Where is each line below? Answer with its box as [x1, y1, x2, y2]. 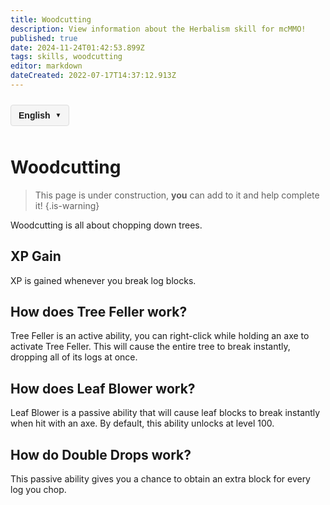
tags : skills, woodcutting [10, 52, 123, 62]
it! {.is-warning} [34, 199, 100, 211]
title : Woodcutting [10, 14, 92, 25]
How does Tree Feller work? [10, 304, 188, 321]
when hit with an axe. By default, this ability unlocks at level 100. [10, 417, 275, 430]
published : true [10, 33, 78, 43]
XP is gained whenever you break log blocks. [10, 274, 197, 286]
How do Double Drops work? [10, 446, 192, 463]
